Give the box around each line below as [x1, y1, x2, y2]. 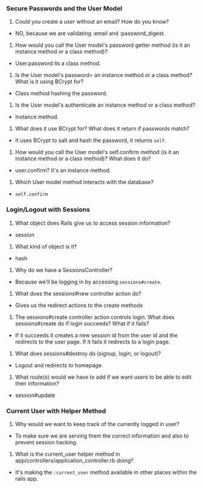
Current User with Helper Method [6, 407, 106, 415]
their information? [14, 379, 59, 387]
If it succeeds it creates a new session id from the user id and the [14, 331, 178, 339]
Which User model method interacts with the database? [14, 178, 154, 186]
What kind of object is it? [14, 243, 77, 250]
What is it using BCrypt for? [14, 78, 84, 86]
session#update [14, 391, 56, 399]
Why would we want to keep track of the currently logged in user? [14, 420, 180, 427]
